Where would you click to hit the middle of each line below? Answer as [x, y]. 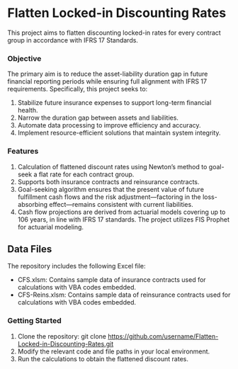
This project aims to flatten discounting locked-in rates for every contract [114, 33]
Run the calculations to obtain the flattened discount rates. [103, 358]
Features [23, 152]
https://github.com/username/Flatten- [163, 336]
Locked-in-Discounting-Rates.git [66, 344]
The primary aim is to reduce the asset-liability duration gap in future [108, 74]
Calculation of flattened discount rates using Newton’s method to [112, 166]
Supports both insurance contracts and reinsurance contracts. [108, 181]
